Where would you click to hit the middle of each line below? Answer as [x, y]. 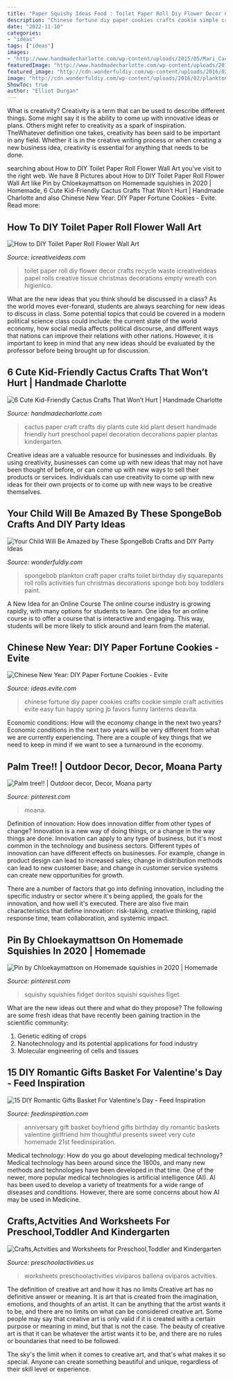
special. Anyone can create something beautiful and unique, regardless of [113, 1361]
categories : [24, 33]
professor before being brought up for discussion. [79, 350]
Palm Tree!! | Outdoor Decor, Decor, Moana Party [115, 766]
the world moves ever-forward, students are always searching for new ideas [116, 306]
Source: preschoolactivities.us [51, 1262]
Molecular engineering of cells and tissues [78, 1051]
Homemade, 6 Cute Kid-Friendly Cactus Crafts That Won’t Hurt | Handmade [115, 191]
